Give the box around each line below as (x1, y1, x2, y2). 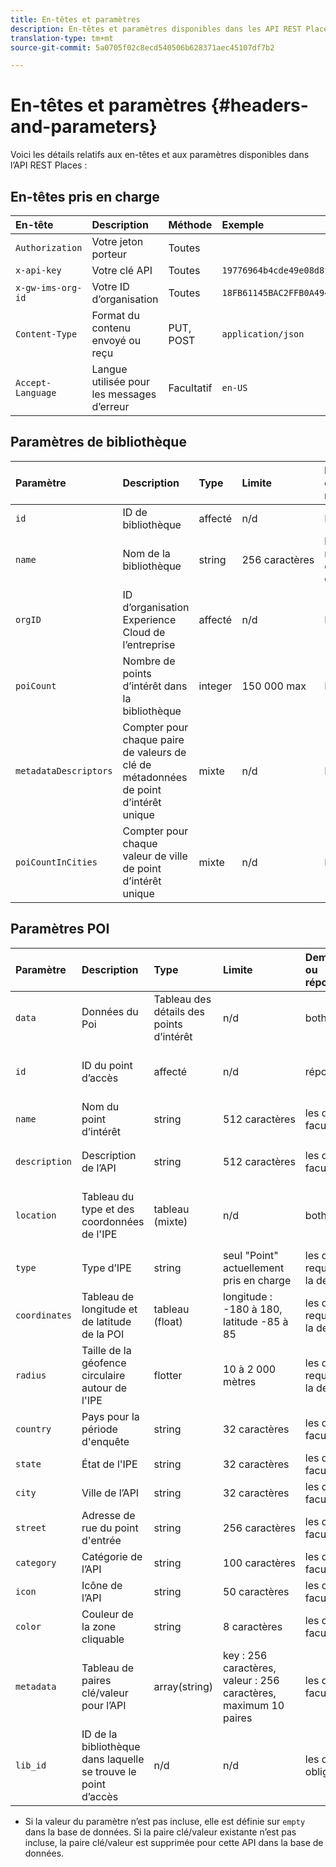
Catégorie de (81, 1549, 143, 1563)
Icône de (81, 1578, 123, 1592)
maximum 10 (223, 1698, 285, 1712)
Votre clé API (91, 264, 153, 277)
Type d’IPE (81, 1261, 132, 1275)
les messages (91, 387, 157, 401)
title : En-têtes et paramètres (10, 14, 141, 25)
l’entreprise (122, 637, 176, 651)
